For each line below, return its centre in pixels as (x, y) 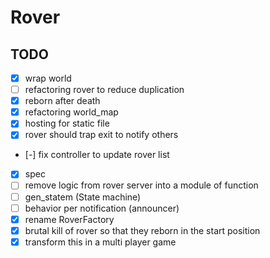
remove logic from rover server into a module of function (141, 185)
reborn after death (62, 101)
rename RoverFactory (69, 219)
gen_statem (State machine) (83, 197)
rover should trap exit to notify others (101, 135)
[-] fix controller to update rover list (97, 155)
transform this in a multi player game (100, 242)
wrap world (48, 78)
